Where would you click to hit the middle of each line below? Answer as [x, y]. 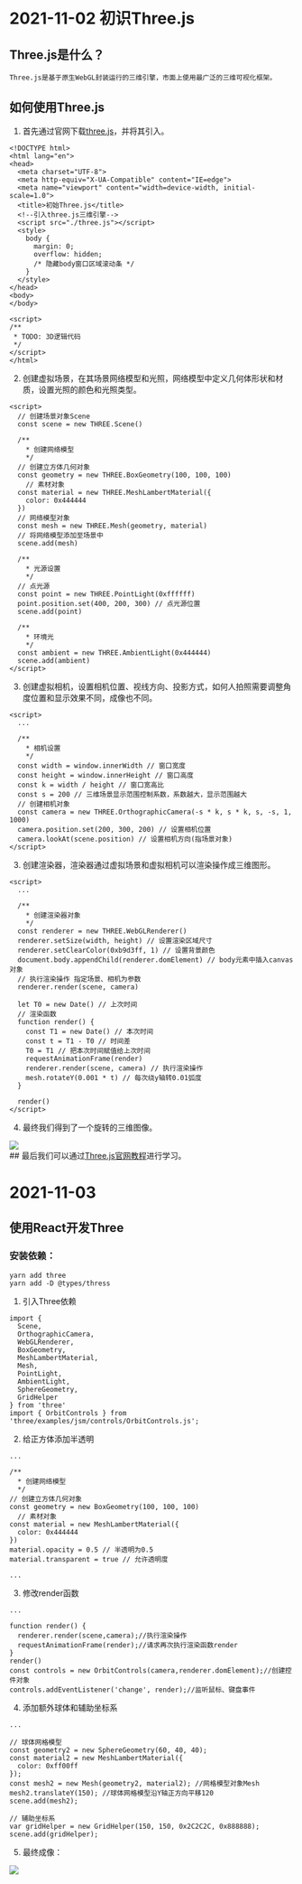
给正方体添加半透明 [58, 1439]
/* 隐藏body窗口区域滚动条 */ [84, 264]
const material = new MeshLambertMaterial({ [94, 1524]
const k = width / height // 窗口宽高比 [91, 785]
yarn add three [38, 1275]
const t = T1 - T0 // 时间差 [78, 1041]
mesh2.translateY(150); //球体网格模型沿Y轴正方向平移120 [112, 1793]
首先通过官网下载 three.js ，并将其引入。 [96, 131]
